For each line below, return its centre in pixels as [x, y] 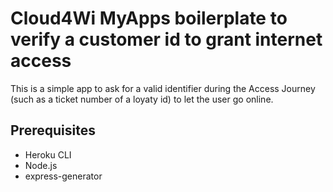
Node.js [41, 165]
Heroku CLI [48, 154]
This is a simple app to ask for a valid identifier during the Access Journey [163, 88]
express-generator [63, 176]
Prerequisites [53, 130]
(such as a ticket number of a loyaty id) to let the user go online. [142, 99]
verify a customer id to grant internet [166, 39]
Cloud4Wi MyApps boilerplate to [149, 18]
